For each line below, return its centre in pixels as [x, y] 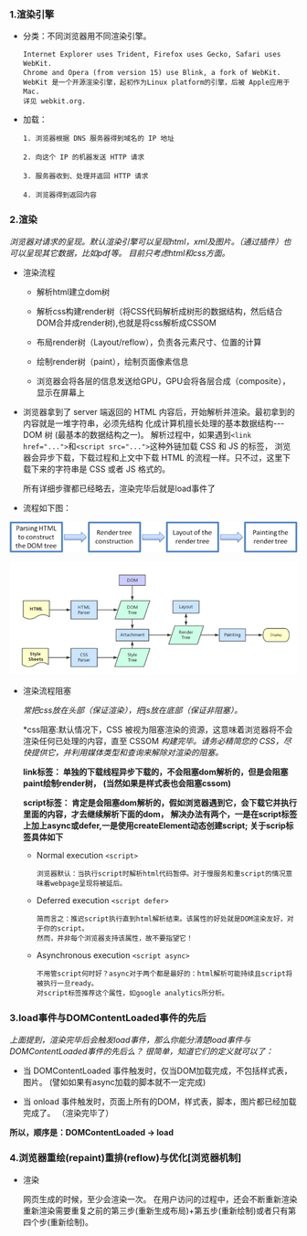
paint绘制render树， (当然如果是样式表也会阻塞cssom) [127, 783]
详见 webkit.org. [54, 101]
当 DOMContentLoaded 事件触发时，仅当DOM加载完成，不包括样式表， [157, 1071]
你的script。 [66, 929]
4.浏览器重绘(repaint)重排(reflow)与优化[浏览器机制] [126, 1158]
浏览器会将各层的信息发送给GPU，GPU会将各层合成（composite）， [163, 380]
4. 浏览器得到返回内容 [60, 195]
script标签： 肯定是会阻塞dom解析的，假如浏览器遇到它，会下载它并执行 [159, 803]
